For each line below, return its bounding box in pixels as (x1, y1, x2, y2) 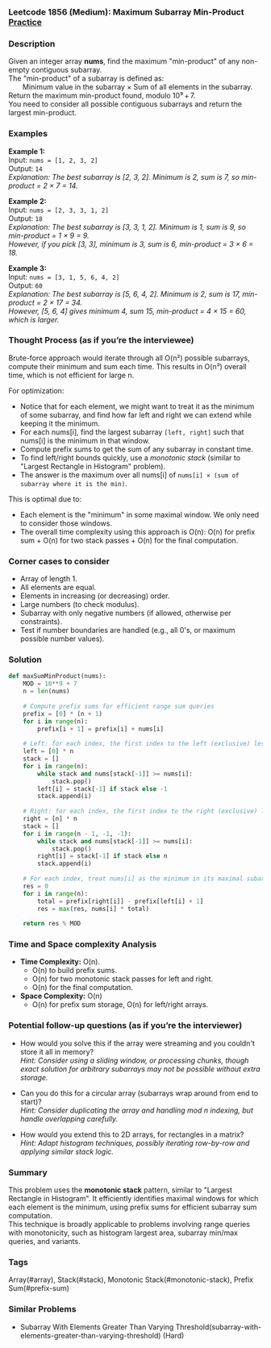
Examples (8, 128, 48, 139)
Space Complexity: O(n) (19, 991, 102, 1001)
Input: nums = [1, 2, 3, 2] (8, 155, 98, 164)
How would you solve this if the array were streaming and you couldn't (19, 1038, 256, 1048)
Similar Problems (8, 1304, 77, 1315)
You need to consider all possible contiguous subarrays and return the (8, 99, 242, 109)
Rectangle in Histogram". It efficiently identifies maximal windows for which (8, 1194, 259, 1204)
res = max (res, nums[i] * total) (37, 905, 150, 913)
